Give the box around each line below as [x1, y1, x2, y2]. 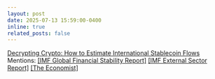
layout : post [7, 10, 46, 17]
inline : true [7, 23, 46, 30]
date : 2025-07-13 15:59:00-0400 [7, 17, 102, 24]
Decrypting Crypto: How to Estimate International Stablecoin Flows [7, 49, 200, 57]
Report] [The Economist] [7, 64, 78, 72]
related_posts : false [7, 29, 71, 37]
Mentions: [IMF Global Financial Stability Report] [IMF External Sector [7, 57, 208, 65]
